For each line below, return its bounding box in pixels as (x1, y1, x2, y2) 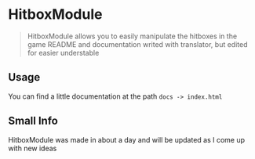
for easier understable (27, 48, 100, 57)
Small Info (8, 114, 59, 128)
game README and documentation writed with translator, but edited (27, 39, 248, 49)
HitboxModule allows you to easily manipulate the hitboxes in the (27, 31, 238, 41)
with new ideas (8, 143, 57, 153)
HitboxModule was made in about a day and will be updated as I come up (8, 135, 246, 144)
